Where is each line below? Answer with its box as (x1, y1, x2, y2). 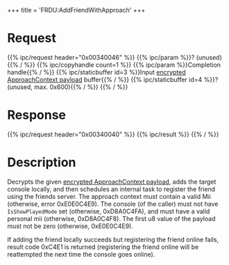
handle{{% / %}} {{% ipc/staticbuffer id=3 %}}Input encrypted (7, 67, 186, 76)
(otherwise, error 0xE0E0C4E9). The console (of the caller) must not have (7, 200, 219, 208)
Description (7, 154, 76, 170)
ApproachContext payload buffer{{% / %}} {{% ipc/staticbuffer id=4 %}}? (7, 75, 219, 83)
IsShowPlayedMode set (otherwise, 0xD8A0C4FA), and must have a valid (7, 207, 210, 215)
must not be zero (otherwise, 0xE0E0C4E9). (7, 222, 133, 230)
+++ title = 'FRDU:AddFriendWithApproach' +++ (7, 6, 146, 14)
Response (7, 107, 67, 123)
